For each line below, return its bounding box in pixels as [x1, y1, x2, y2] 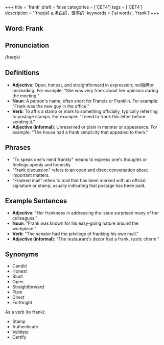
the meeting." [12, 93, 40, 99]
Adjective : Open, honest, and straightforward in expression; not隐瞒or [12, 82, 154, 88]
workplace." [12, 225, 37, 231]
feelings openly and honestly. [12, 161, 72, 167]
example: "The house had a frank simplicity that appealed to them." [12, 130, 148, 135]
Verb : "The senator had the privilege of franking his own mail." [12, 231, 139, 237]
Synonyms [5, 250, 39, 259]
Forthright [12, 299, 33, 306]
